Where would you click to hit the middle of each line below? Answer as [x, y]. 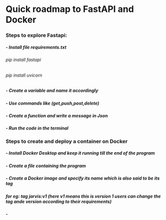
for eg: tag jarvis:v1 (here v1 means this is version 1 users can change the [83, 196]
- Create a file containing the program [46, 166]
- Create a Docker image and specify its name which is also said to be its [83, 178]
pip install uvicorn [24, 75]
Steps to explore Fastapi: [36, 35]
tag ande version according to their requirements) [59, 201]
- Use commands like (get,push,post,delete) [52, 103]
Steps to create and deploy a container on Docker [67, 141]
